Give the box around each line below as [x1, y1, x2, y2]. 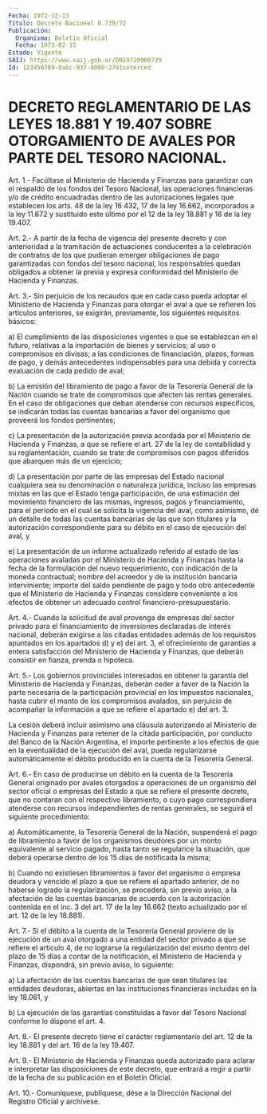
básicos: [8, 316, 37, 326]
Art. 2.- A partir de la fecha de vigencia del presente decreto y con [8, 233, 227, 243]
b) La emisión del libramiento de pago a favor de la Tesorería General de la [8, 381, 253, 391]
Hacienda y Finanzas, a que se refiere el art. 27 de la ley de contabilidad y [8, 439, 251, 448]
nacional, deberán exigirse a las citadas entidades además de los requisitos [8, 630, 257, 639]
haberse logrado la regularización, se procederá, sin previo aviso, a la [8, 885, 238, 895]
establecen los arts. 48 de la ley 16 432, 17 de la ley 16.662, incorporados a [8, 200, 255, 210]
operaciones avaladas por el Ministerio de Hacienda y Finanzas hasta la [8, 555, 244, 564]
